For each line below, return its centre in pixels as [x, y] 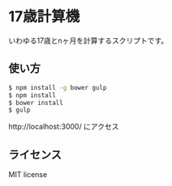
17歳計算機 [44, 17]
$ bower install [36, 103]
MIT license [28, 175]
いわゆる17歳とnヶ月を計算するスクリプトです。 [88, 40]
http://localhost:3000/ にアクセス [64, 127]
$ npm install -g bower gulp [58, 87]
